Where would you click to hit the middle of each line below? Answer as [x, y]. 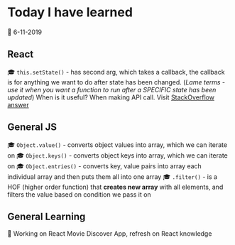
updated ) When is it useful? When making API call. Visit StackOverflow [111, 97]
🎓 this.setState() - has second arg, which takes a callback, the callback [116, 72]
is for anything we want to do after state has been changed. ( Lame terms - [116, 82]
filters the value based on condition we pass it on [79, 194]
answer [18, 104]
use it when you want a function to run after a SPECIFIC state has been [112, 89]
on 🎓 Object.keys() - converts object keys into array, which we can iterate [118, 155]
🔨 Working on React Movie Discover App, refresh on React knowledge [110, 234]
